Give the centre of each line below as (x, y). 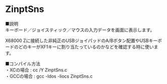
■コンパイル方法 (23, 63)
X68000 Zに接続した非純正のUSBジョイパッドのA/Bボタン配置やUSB (77, 40)
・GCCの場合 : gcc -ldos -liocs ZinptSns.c (49, 76)
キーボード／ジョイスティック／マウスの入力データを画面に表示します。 (80, 30)
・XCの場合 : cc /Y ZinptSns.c (36, 70)
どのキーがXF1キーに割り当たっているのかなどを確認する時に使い (86, 46)
